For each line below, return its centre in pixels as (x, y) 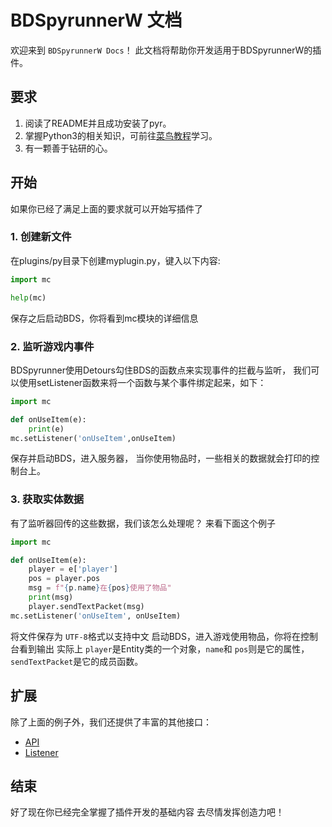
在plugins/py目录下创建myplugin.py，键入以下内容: (115, 260)
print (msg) (51, 597)
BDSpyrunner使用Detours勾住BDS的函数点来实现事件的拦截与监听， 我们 (161, 370)
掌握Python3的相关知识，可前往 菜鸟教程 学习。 (121, 135)
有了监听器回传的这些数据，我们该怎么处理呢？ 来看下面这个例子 (143, 523)
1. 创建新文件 (41, 237)
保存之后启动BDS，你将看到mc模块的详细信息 (104, 318)
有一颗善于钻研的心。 (68, 148)
